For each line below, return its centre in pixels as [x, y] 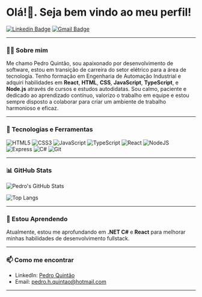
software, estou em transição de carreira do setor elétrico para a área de [96, 70]
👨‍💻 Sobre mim [27, 50]
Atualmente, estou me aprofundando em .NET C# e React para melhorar [96, 232]
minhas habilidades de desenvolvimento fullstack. [68, 239]
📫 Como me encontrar [40, 260]
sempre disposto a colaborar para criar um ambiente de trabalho [86, 102]
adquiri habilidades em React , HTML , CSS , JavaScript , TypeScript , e [93, 83]
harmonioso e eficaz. [32, 108]
